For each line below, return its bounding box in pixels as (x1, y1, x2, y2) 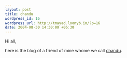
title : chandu (5, 12, 34, 16)
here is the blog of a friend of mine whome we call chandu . (5, 48, 122, 54)
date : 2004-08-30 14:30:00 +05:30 (5, 25, 75, 30)
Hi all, (5, 38, 16, 44)
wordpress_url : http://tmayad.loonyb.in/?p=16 (5, 20, 100, 26)
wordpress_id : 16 (5, 16, 40, 21)
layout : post (5, 7, 31, 12)
